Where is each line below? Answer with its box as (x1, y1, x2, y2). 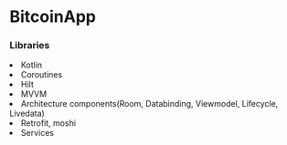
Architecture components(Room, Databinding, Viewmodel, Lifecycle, (21, 98, 279, 109)
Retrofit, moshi (21, 118, 76, 129)
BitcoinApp (9, 6, 96, 27)
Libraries (9, 39, 50, 52)
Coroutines (21, 69, 63, 80)
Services (21, 128, 55, 139)
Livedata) (9, 108, 46, 119)
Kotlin (21, 59, 43, 70)
